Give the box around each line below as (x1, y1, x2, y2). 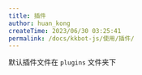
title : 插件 (8, 11, 46, 20)
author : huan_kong (8, 19, 71, 27)
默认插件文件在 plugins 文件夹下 (8, 57, 116, 67)
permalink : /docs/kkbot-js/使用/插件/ (8, 34, 136, 43)
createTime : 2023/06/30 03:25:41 (8, 27, 122, 35)
